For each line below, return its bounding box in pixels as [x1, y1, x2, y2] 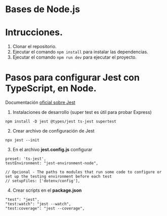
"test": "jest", [5, 197, 39, 202]
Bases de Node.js [5, 4, 80, 15]
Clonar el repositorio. [12, 44, 57, 50]
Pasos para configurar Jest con [5, 72, 140, 83]
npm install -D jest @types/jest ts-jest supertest [5, 119, 116, 124]
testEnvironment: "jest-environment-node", [5, 161, 99, 166]
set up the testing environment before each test [5, 174, 112, 179]
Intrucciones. [5, 27, 63, 38]
